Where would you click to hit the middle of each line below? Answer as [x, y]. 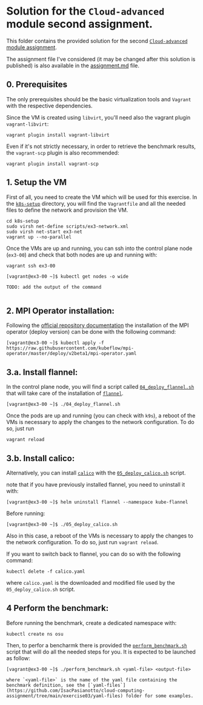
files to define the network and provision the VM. [67, 210]
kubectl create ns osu [35, 634]
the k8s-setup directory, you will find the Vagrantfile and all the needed [96, 203]
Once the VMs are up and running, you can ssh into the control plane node [99, 248]
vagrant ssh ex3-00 [31, 266]
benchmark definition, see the [46, 685]
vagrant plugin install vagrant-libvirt [58, 135]
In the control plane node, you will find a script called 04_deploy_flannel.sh [100, 387]
